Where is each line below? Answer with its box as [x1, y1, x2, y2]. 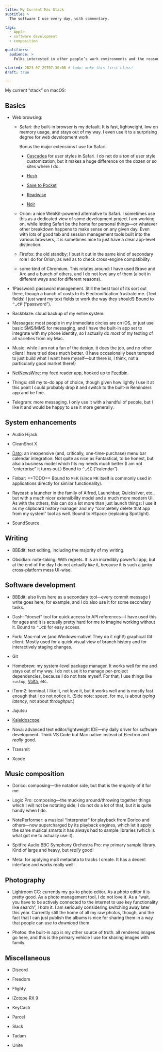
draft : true [5, 70, 29, 75]
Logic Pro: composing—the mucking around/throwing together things [12, 797, 151, 803]
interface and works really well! [12, 862, 75, 868]
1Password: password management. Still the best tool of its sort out [12, 286, 147, 291]
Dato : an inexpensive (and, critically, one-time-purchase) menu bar [12, 450, 147, 456]
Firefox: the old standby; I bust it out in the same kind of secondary [19, 251, 154, 257]
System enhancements [5, 419, 77, 427]
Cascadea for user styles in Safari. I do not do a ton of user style [26, 153, 156, 159]
